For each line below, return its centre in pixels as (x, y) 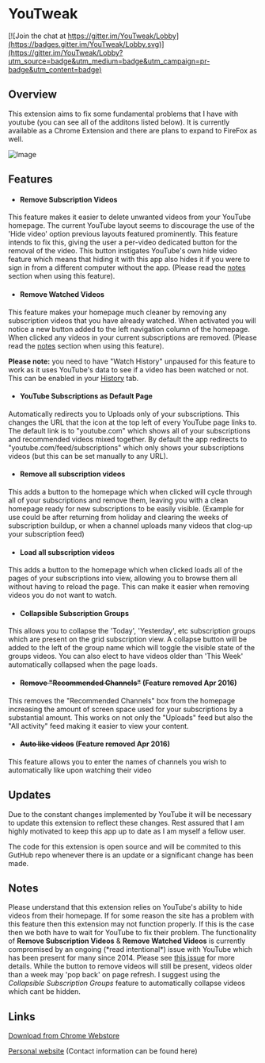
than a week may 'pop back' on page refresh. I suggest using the (114, 975)
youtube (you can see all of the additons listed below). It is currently (119, 122)
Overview (33, 95)
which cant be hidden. (45, 992)
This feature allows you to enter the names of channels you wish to (117, 761)
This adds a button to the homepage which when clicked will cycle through (130, 491)
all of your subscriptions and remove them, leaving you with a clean (118, 500)
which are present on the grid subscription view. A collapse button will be (128, 639)
